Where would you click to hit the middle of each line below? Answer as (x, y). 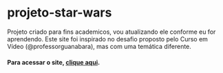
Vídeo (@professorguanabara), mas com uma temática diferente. (99, 46)
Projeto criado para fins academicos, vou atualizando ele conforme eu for (111, 32)
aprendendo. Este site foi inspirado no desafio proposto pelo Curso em (108, 39)
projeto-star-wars (60, 13)
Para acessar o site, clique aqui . (54, 62)
